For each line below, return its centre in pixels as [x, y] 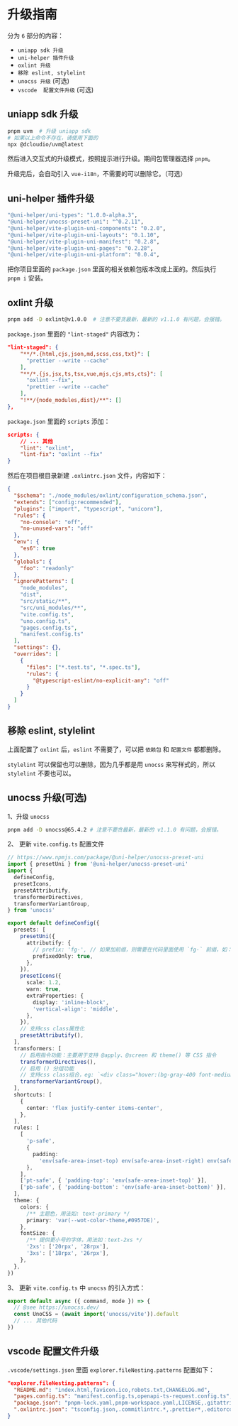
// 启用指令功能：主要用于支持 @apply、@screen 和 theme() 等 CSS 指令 [118, 1055]
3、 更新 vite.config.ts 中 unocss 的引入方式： [76, 1288]
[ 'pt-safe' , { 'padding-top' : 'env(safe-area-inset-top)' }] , [114, 1181]
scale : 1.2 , [44, 983]
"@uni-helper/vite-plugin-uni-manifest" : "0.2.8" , [84, 241]
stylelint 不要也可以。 [41, 773]
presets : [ [30, 930]
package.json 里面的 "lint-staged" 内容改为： [74, 334]
